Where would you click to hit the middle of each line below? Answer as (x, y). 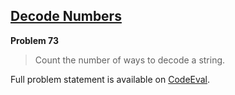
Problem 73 (35, 40)
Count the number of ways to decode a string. (130, 60)
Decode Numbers (66, 16)
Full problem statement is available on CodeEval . (110, 79)
